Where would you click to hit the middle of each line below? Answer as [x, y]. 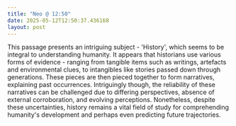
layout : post [27, 27]
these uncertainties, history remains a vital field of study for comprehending [118, 108]
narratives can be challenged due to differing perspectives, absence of [111, 92]
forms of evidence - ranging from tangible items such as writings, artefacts [117, 62]
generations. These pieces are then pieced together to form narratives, [111, 77]
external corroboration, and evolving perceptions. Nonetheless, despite [112, 100]
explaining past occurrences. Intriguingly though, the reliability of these [112, 85]
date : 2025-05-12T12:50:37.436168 [58, 21]
